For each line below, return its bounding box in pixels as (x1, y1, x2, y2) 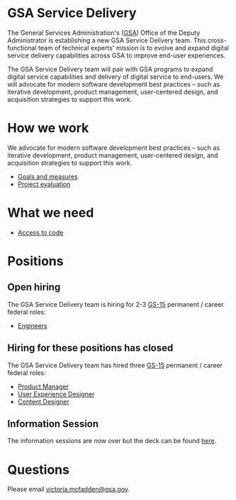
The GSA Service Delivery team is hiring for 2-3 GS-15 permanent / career (7, 300, 225, 308)
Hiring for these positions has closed (7, 342, 174, 354)
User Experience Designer (17, 389, 95, 398)
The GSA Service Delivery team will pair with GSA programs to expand (7, 65, 213, 73)
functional (7, 43, 37, 52)
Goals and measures (17, 172, 78, 180)
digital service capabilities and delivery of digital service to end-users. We (7, 72, 224, 81)
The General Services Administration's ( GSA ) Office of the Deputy (7, 28, 201, 37)
